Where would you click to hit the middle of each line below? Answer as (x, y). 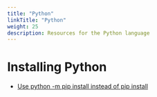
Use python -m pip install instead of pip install (83, 87)
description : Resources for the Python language (78, 33)
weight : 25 (23, 26)
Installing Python (57, 67)
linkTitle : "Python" (37, 20)
